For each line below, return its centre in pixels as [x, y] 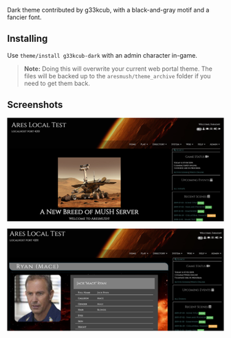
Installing [27, 39]
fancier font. [24, 17]
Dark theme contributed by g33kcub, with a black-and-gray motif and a [108, 10]
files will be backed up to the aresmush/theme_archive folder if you [117, 76]
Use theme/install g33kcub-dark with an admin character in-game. [102, 55]
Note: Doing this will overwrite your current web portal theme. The [118, 69]
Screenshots [35, 105]
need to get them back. [57, 83]
